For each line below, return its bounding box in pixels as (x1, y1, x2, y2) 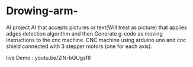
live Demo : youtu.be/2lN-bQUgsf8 (6, 54, 91, 61)
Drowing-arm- (6, 4, 78, 18)
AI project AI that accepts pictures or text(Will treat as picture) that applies (6, 24, 188, 31)
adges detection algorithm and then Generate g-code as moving (6, 30, 163, 37)
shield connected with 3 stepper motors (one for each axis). (6, 43, 153, 50)
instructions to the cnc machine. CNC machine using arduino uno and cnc (6, 36, 186, 43)
